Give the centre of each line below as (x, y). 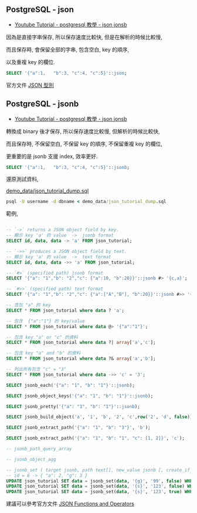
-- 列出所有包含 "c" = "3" (36, 369)
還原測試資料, (23, 179)
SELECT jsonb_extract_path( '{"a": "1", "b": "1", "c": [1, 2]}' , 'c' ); (95, 438)
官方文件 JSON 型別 (30, 85)
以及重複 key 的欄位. (31, 62)
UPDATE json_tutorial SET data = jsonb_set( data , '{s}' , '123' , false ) (95, 487)
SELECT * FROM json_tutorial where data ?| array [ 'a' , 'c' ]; (81, 343)
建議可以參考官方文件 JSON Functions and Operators (70, 504)
